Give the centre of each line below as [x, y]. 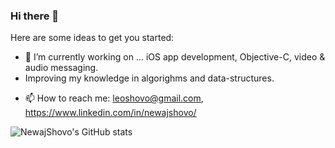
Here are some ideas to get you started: [92, 38]
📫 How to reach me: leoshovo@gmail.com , [114, 98]
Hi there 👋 [35, 16]
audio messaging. [61, 68]
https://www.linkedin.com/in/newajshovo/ [110, 113]
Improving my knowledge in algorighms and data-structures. [149, 78]
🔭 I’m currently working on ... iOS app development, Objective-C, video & [175, 57]
